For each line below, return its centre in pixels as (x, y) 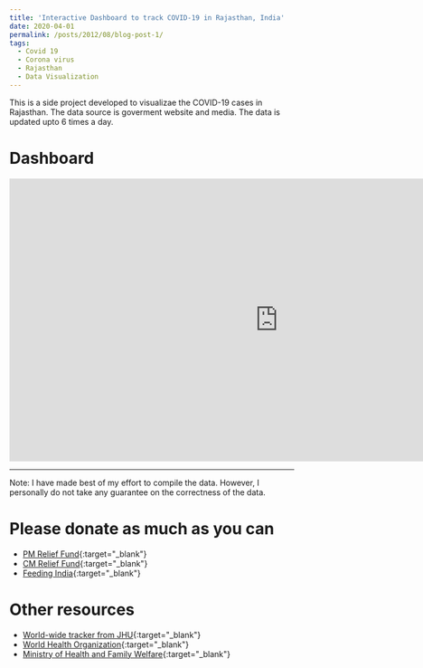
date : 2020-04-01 (42, 26)
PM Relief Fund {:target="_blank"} (85, 554)
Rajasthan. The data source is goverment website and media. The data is (145, 112)
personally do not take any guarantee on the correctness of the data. (138, 492)
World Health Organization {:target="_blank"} (106, 644)
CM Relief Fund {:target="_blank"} (85, 563)
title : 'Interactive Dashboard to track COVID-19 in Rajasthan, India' (147, 18)
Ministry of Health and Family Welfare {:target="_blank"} (127, 654)
